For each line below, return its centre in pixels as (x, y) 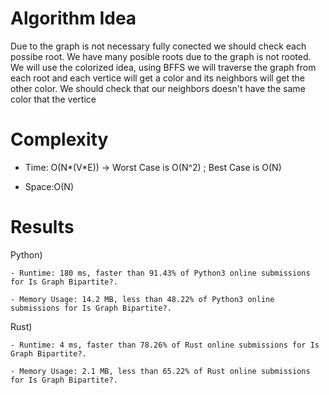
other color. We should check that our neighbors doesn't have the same (158, 88)
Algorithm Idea (73, 18)
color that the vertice (53, 99)
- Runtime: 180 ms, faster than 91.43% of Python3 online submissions (160, 273)
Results (42, 227)
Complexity (59, 139)
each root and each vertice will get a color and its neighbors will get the (157, 78)
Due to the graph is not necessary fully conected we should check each (158, 46)
